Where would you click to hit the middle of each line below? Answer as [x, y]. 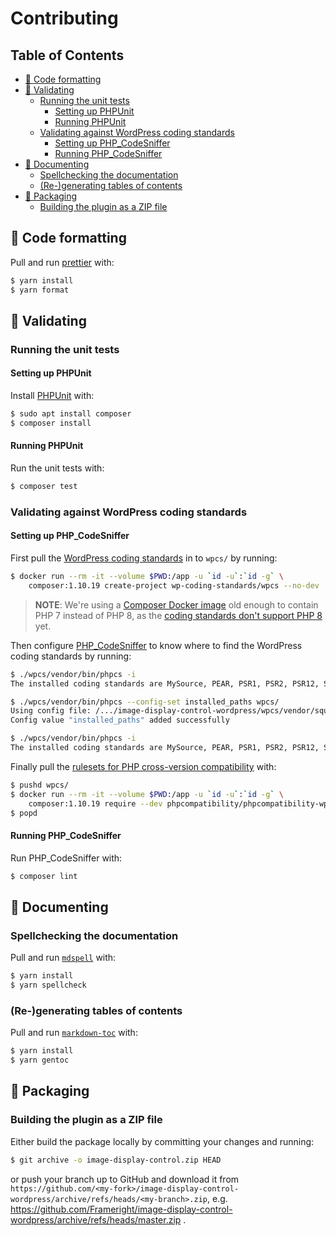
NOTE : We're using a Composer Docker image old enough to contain [176, 604]
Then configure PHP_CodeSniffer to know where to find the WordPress [156, 645]
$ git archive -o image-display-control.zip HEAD [116, 1160]
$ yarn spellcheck [48, 985]
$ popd [24, 813]
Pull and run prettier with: [62, 262]
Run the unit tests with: [57, 468]
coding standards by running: [71, 656]
